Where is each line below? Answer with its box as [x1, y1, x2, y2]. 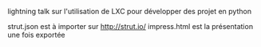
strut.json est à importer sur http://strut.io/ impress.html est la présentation [7, 22, 253, 31]
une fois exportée [7, 31, 65, 39]
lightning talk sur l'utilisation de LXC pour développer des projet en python [7, 7, 252, 16]
